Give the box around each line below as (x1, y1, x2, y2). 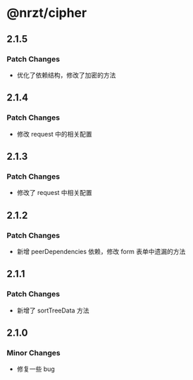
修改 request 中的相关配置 (16, 129, 92, 138)
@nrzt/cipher (6, 5, 87, 21)
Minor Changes (6, 348, 61, 357)
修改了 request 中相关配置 (16, 189, 92, 197)
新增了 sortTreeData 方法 (16, 306, 89, 315)
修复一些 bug (16, 365, 56, 374)
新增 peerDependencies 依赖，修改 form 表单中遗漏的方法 (16, 247, 186, 255)
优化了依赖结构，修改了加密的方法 (16, 70, 116, 79)
